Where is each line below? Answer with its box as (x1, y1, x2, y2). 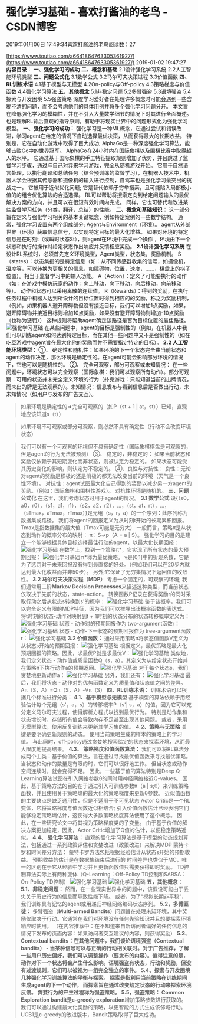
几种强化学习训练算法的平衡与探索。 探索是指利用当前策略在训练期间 (20, 974, 187, 981)
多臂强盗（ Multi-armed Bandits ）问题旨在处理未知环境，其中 (32, 907, 183, 915)
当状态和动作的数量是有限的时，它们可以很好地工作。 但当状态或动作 (20, 760, 187, 767)
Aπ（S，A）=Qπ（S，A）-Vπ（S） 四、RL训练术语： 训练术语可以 (20, 686, 182, 693)
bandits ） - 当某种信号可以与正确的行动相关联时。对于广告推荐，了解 (20, 944, 190, 951)
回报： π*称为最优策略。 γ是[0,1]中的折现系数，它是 (25, 553, 190, 561)
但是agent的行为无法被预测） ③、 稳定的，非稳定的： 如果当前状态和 (20, 450, 191, 457)
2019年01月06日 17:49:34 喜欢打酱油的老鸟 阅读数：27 (6, 41, 136, 48)
